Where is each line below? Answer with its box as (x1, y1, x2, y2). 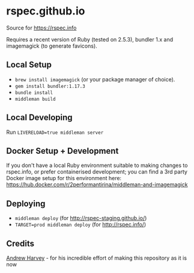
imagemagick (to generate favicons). (6, 42, 97, 49)
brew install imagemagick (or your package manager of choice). (14, 75, 175, 83)
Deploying (6, 198, 46, 209)
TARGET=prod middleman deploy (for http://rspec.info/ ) (14, 221, 147, 228)
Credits (6, 238, 35, 248)
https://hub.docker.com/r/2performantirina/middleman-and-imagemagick (6, 181, 188, 188)
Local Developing (6, 113, 73, 123)
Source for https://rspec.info (6, 24, 77, 31)
